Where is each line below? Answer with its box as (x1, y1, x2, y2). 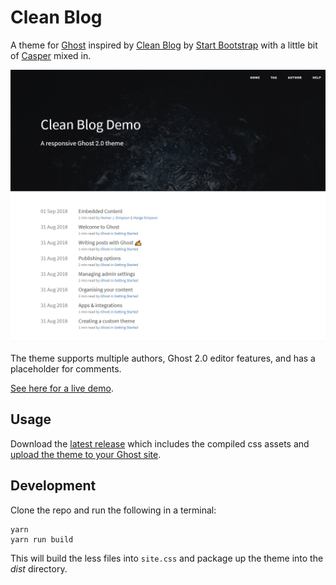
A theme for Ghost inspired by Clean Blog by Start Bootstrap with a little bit (10, 39, 318, 51)
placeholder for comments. (10, 363, 122, 375)
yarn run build (10, 534, 74, 545)
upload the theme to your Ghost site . (10, 448, 162, 460)
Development (10, 477, 97, 495)
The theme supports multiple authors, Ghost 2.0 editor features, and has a (10, 352, 316, 365)
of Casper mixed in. (10, 49, 92, 61)
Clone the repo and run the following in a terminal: (10, 504, 217, 516)
